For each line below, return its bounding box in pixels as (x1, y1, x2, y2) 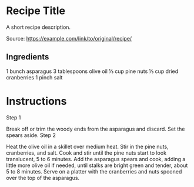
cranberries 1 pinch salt (6, 74, 63, 81)
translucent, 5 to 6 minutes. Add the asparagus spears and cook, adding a (6, 155, 186, 162)
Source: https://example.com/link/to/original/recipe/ (6, 35, 132, 42)
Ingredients (6, 52, 49, 62)
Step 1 (6, 113, 21, 121)
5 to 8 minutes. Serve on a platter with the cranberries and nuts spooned (6, 168, 182, 175)
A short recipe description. (6, 24, 71, 31)
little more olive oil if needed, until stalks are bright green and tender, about (6, 162, 188, 169)
